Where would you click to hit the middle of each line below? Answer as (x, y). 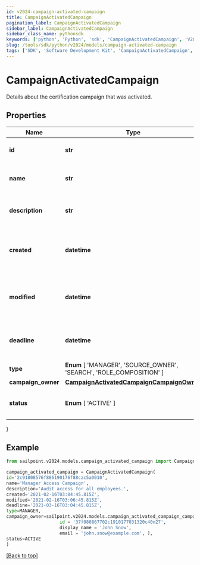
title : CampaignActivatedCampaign (49, 17)
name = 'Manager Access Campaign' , (48, 483)
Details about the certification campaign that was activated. (79, 97)
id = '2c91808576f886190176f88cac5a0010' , (57, 478)
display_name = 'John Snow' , (96, 527)
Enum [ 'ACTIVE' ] (90, 403)
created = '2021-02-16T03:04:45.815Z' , (53, 494)
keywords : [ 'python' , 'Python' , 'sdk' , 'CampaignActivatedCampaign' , (94, 39)
